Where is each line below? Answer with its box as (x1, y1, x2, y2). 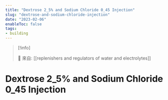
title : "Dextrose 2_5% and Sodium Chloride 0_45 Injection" (5, 7, 136, 13)
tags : (5, 26, 17, 31)
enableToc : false (5, 21, 42, 27)
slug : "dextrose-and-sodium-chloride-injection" (5, 12, 110, 17)
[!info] (17, 45, 30, 51)
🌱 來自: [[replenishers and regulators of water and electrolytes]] (17, 55, 151, 61)
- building (5, 31, 28, 36)
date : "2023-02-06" (5, 17, 47, 22)
